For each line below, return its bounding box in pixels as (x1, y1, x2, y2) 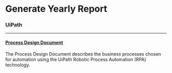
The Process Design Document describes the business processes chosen (5, 51, 161, 57)
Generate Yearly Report (5, 3, 107, 15)
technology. (5, 62, 31, 68)
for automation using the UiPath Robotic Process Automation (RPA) (5, 56, 146, 62)
